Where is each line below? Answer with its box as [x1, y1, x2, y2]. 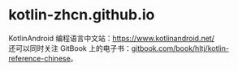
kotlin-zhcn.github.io [8, 6, 155, 24]
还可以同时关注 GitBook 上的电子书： [8, 43, 132, 53]
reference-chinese [8, 53, 71, 63]
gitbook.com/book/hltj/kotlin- [131, 43, 230, 53]
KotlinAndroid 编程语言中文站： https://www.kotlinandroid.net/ [8, 33, 215, 43]
